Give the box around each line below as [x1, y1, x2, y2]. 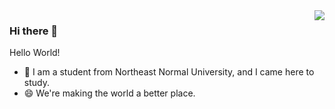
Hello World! [9, 47, 61, 59]
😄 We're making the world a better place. [23, 87, 196, 99]
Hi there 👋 [9, 24, 59, 38]
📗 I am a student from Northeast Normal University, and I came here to [23, 66, 315, 78]
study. [23, 77, 50, 89]
